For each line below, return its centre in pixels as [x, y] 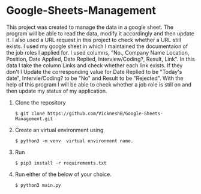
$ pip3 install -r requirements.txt [61, 163]
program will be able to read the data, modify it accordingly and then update [100, 33]
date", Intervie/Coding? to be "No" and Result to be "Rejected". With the [95, 78]
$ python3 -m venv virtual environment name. [74, 141]
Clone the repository [40, 102]
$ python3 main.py [38, 185]
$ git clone [30, 114]
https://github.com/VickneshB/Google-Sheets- [105, 114]
